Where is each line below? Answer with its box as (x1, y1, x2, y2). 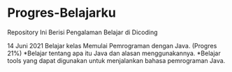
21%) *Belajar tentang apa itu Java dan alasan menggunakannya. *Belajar (7, 49, 222, 57)
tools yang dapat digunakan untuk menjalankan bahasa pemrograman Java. (7, 56, 226, 64)
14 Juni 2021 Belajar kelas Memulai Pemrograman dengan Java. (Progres (7, 41, 217, 50)
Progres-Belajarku (7, 5, 117, 21)
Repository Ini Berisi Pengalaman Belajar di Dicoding (7, 28, 159, 36)
